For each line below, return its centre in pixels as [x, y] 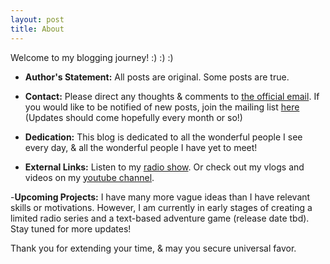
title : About [37, 29]
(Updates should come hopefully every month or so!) [133, 117]
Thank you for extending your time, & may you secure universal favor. [153, 248]
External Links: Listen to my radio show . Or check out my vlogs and [164, 167]
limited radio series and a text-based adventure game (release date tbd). [160, 218]
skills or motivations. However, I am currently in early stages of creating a [161, 207]
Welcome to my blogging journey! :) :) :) [92, 57]
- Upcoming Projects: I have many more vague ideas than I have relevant [160, 197]
